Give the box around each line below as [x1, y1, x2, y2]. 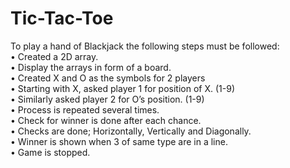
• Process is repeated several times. [10, 103, 160, 116]
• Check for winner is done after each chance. [10, 114, 202, 126]
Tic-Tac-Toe [10, 7, 114, 30]
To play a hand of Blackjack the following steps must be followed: [10, 40, 280, 52]
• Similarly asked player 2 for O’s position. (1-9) [10, 93, 205, 105]
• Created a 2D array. [10, 50, 99, 62]
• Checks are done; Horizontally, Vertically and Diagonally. [10, 125, 252, 137]
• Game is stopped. [10, 146, 91, 158]
